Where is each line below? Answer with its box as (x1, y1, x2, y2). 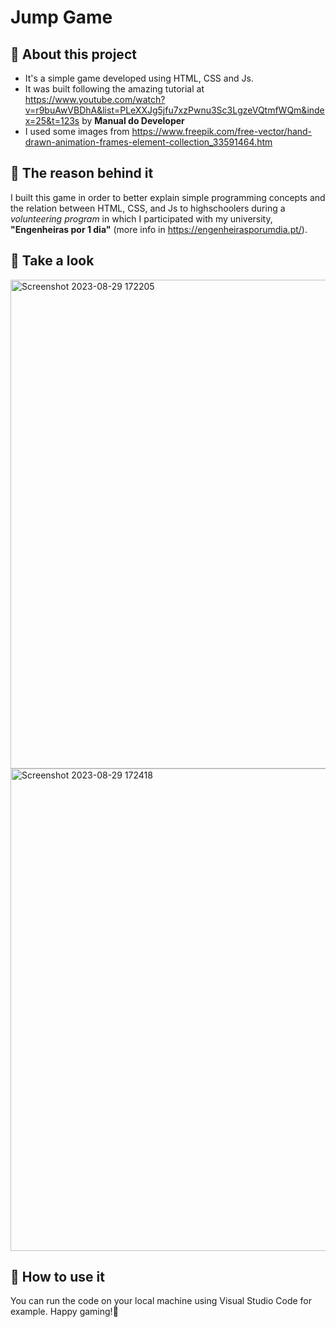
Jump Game (10, 6, 113, 29)
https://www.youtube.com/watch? (24, 94, 166, 105)
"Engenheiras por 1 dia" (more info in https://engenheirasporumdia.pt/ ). (10, 223, 308, 235)
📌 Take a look (10, 252, 95, 270)
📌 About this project (10, 46, 137, 63)
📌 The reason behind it (10, 165, 154, 182)
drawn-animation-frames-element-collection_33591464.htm (24, 136, 273, 148)
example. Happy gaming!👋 (10, 1306, 119, 1318)
